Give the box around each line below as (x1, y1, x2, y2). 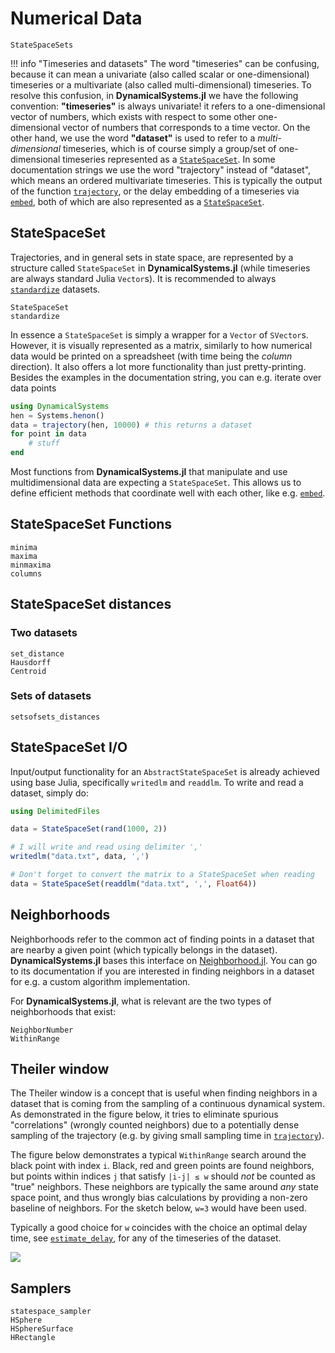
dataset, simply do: (10, 787, 89, 799)
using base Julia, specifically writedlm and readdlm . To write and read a (10, 776, 304, 788)
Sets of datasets (10, 689, 92, 703)
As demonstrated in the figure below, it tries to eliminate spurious (10, 1108, 279, 1121)
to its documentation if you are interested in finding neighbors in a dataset (10, 965, 315, 977)
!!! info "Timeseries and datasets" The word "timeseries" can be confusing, (10, 57, 320, 69)
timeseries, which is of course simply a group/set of (62, 142, 277, 154)
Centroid (10, 666, 47, 676)
